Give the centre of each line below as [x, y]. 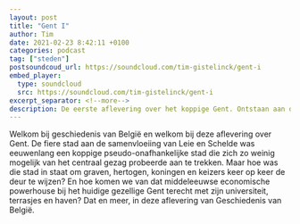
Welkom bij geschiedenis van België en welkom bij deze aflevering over [141, 134]
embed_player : [36, 76]
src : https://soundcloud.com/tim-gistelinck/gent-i [116, 92]
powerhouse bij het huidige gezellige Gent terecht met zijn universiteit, [139, 191]
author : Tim [31, 34]
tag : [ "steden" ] [39, 59]
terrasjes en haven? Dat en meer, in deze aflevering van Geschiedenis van [146, 201]
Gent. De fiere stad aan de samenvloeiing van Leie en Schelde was [132, 144]
